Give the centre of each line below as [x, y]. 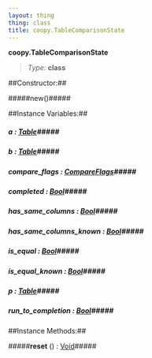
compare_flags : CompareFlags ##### [72, 171]
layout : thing [32, 15]
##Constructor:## [37, 83]
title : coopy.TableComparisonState [67, 30]
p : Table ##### [34, 291]
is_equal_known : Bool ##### [57, 271]
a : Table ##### [34, 132]
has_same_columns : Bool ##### [63, 211]
